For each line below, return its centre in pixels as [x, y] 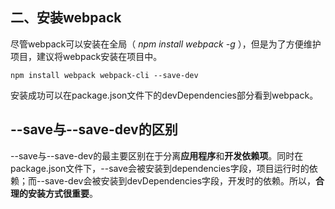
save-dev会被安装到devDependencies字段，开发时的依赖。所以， [180, 180]
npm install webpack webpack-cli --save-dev [104, 75]
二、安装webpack [66, 18]
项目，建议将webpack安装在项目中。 [86, 56]
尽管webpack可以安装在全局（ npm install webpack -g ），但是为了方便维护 [166, 44]
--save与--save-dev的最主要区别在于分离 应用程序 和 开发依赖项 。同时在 [157, 155]
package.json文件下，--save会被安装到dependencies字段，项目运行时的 [160, 168]
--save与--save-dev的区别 [94, 129]
